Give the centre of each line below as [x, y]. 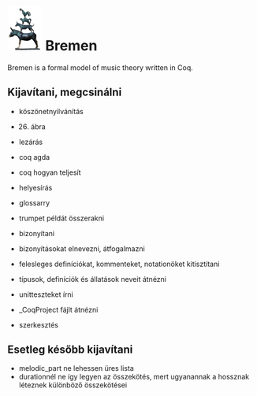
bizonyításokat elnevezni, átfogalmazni [82, 248]
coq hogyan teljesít [50, 172]
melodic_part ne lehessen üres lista [76, 368]
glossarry [34, 202]
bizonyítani [37, 233]
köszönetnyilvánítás [51, 111]
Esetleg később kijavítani [70, 350]
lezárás [31, 142]
